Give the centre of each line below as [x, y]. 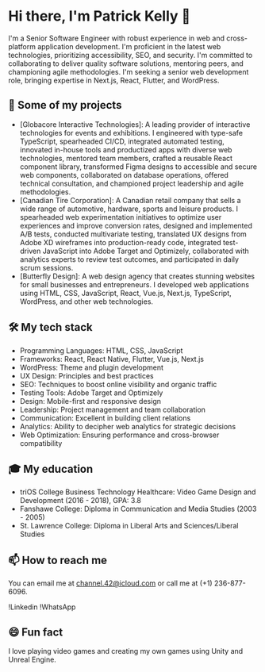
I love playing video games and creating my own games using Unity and [126, 651]
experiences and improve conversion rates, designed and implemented [136, 225]
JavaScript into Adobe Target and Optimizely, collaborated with [146, 251]
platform [22, 46]
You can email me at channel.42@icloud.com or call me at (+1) [110, 583]
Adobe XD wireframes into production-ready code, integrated [121, 242]
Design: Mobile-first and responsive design [90, 401]
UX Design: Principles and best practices [86, 375]
